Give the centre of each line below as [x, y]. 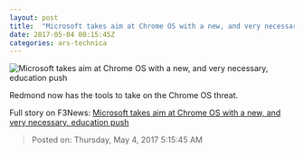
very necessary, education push [69, 122]
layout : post [34, 18]
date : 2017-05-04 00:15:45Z [62, 34]
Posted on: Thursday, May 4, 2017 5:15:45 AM [117, 140]
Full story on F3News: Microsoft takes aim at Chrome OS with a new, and [145, 113]
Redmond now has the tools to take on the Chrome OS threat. [124, 95]
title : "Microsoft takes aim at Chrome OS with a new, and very [135, 26]
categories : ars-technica [58, 43]
